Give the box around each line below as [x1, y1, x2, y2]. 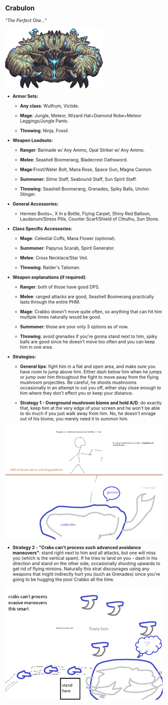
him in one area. [19, 344, 53, 350]
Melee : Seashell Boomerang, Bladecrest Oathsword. [19, 156, 128, 162]
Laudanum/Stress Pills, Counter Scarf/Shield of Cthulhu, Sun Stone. [19, 215, 159, 222]
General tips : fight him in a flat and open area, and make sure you [19, 363, 156, 369]
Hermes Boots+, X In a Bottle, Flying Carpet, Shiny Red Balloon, [19, 210, 151, 216]
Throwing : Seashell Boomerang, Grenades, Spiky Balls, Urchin [19, 185, 149, 192]
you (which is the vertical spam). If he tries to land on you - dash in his [12, 555, 157, 561]
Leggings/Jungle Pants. [19, 118, 69, 124]
